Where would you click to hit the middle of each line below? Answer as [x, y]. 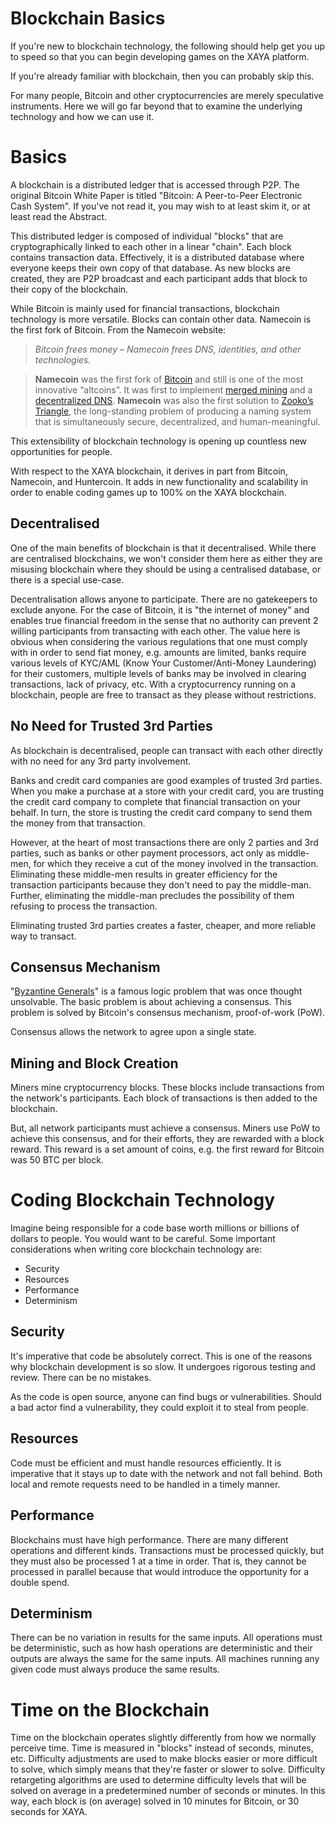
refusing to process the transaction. [84, 906]
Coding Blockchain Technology [143, 1200]
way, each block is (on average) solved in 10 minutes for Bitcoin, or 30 [155, 1801]
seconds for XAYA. [49, 1812]
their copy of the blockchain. [69, 289]
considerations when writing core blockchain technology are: [136, 1249]
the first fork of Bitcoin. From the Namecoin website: [118, 329]
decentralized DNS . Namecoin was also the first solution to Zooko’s [174, 400]
